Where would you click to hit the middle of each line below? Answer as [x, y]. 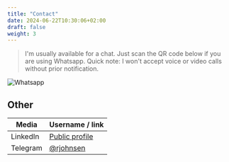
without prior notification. [62, 69]
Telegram [27, 148]
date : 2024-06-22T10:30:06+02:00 [57, 21]
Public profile [71, 137]
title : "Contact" [33, 14]
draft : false [27, 27]
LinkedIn [25, 137]
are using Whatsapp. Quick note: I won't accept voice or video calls [123, 62]
